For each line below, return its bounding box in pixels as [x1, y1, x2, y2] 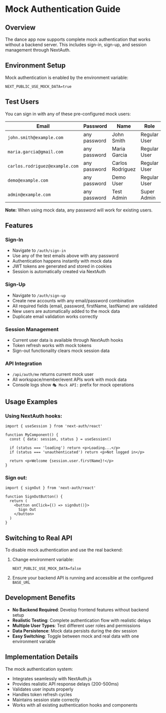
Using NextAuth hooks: [5, 412, 63, 419]
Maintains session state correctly [12, 697, 80, 703]
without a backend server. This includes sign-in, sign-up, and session [5, 42, 147, 48]
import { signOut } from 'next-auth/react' [5, 486, 96, 491]
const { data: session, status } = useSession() [9, 436, 112, 441]
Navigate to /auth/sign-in [12, 247, 66, 254]
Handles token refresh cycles [12, 691, 72, 697]
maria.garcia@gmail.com [7, 149, 64, 154]
